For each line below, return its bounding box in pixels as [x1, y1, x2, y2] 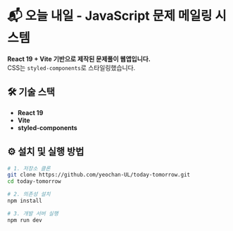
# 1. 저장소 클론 [7, 165, 51, 172]
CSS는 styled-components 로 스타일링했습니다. [7, 63, 136, 72]
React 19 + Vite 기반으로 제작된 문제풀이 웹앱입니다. [7, 54, 151, 63]
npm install [7, 197, 42, 205]
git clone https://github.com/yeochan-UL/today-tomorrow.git [7, 172, 191, 179]
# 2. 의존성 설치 [7, 191, 51, 198]
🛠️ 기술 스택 [7, 86, 55, 98]
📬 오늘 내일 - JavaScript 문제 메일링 [7, 8, 213, 24]
